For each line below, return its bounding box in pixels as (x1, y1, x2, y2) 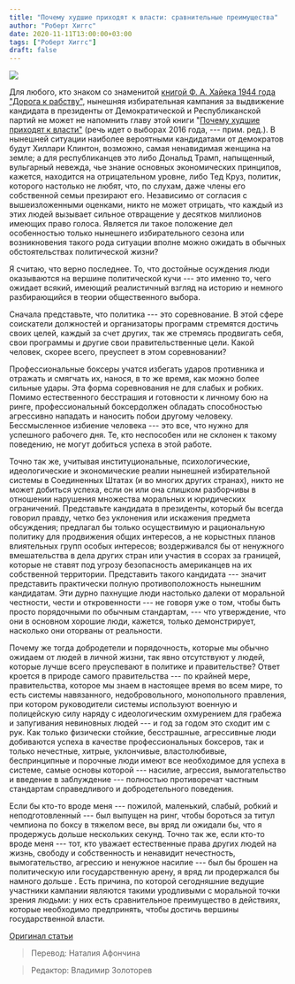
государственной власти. (9, 913, 106, 925)
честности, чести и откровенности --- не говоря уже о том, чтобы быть (9, 597, 281, 608)
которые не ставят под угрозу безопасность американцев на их (9, 559, 253, 571)
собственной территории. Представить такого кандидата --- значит (9, 569, 267, 580)
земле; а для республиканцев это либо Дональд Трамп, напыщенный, (9, 152, 276, 164)
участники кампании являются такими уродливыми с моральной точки (9, 886, 281, 896)
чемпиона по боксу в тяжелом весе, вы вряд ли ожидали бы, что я (9, 819, 262, 830)
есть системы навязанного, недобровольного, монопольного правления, (9, 689, 287, 700)
